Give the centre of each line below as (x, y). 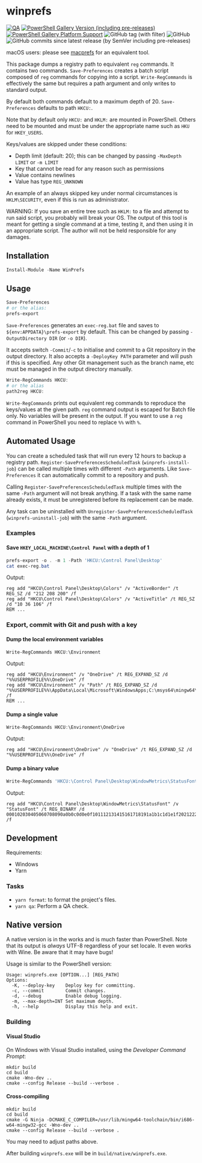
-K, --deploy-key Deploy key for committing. (74, 985)
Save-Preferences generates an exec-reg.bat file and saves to (83, 325)
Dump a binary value (32, 769)
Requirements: (24, 853)
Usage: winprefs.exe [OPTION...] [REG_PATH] (63, 975)
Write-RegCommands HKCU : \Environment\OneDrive (66, 727)
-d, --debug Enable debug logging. (67, 996)
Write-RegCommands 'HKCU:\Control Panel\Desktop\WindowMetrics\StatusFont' (103, 781)
